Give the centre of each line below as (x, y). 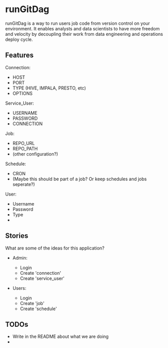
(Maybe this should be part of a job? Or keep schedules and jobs (79, 179)
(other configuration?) (35, 154)
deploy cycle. (19, 39)
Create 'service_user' (42, 278)
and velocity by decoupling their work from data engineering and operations (84, 34)
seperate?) (24, 184)
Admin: (20, 258)
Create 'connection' (40, 273)
